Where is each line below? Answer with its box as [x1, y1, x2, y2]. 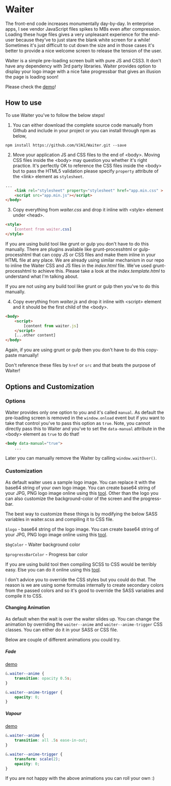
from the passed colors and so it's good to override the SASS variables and [5, 587, 164, 593]
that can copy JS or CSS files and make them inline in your [32, 251, 156, 257]
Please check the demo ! [5, 83, 56, 90]
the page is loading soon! [5, 74, 59, 80]
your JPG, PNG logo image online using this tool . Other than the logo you [5, 490, 159, 496]
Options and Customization [5, 382, 94, 391]
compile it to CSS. [5, 592, 43, 599]
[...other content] [14, 333, 56, 338]
